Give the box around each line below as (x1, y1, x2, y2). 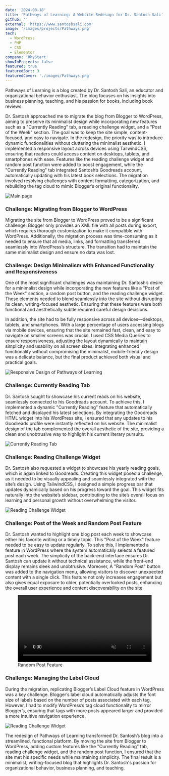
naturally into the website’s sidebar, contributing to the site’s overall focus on (5, 492, 164, 498)
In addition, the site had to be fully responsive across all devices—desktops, (5, 316, 163, 322)
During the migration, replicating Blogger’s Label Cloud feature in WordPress (5, 686, 164, 692)
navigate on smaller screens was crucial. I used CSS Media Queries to (5, 333, 151, 339)
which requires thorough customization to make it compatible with (5, 228, 143, 234)
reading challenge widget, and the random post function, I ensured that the (5, 749, 161, 755)
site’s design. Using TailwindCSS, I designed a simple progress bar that (5, 481, 153, 487)
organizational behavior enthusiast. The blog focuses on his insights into (5, 92, 156, 99)
